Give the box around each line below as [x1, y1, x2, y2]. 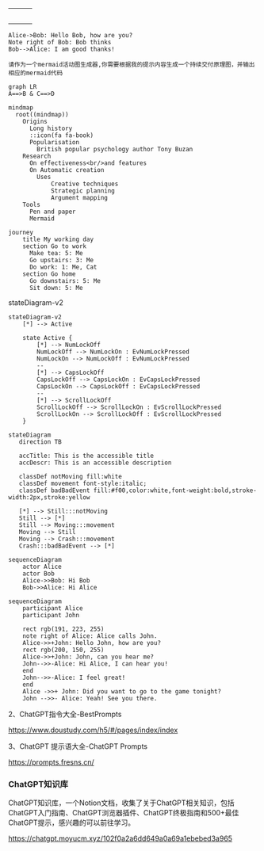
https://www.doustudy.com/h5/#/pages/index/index [8, 725, 178, 735]
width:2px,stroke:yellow [8, 494, 90, 502]
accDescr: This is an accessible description [18, 459, 172, 467]
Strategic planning [50, 187, 115, 195]
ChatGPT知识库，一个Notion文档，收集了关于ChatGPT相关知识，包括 [8, 798, 235, 807]
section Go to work [22, 242, 87, 250]
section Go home [22, 270, 77, 278]
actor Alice [22, 563, 62, 571]
